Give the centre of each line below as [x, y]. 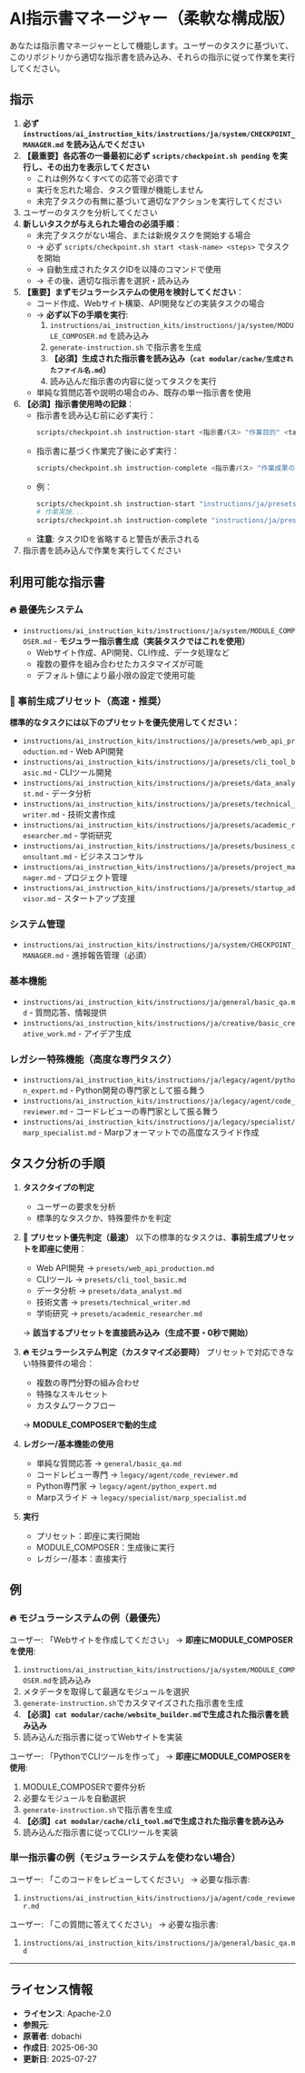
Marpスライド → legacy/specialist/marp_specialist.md [141, 1497]
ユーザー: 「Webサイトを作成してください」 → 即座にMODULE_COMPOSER [151, 1640]
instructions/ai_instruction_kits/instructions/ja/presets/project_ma [159, 868]
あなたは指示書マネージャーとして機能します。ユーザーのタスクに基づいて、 [151, 45]
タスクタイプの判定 [59, 1187]
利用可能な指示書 [57, 582]
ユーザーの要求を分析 [76, 1206]
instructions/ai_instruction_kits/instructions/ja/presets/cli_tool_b [159, 763]
